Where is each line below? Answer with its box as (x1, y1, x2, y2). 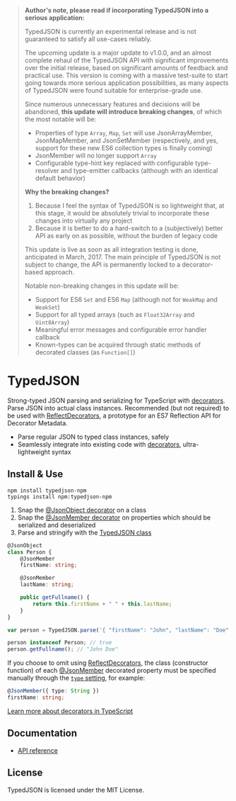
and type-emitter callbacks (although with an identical (61, 167, 218, 174)
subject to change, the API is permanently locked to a (24, 260, 181, 269)
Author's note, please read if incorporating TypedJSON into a (24, 6, 209, 14)
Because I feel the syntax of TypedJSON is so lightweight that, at (35, 201, 225, 210)
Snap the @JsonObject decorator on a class (17, 505, 147, 514)
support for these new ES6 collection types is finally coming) (35, 144, 213, 152)
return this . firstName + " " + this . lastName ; (33, 600, 172, 607)
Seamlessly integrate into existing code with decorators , (17, 439, 182, 449)
